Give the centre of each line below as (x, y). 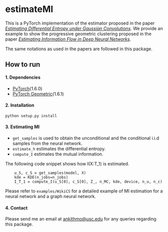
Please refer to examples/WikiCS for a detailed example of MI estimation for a (84, 191)
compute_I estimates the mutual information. (58, 154)
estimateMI (29, 9)
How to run (23, 64)
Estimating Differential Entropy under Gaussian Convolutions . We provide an (84, 28)
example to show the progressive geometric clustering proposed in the (78, 34)
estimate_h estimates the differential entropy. (59, 148)
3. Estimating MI (23, 127)
